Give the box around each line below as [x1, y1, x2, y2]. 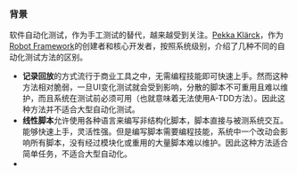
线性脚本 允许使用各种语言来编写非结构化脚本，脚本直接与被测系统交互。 [21, 115, 288, 126]
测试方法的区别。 [24, 52, 87, 63]
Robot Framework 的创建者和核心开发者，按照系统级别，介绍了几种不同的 [9, 41, 278, 52]
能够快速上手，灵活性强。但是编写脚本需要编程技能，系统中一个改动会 [21, 126, 281, 137]
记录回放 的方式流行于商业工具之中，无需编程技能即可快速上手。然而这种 [21, 71, 288, 82]
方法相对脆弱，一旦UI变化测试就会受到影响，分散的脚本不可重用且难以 [21, 82, 281, 92]
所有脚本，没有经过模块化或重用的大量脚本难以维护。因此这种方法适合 [29, 138, 288, 148]
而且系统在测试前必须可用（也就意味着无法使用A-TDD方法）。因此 [37, 93, 278, 104]
